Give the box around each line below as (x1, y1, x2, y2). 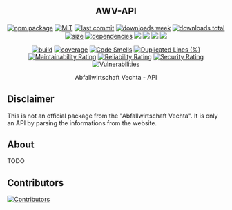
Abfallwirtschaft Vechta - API (75, 73, 157, 81)
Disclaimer (7, 93, 55, 105)
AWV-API (95, 6, 137, 17)
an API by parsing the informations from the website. (7, 118, 157, 127)
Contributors (7, 177, 64, 189)
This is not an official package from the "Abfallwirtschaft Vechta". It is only (7, 112, 218, 120)
